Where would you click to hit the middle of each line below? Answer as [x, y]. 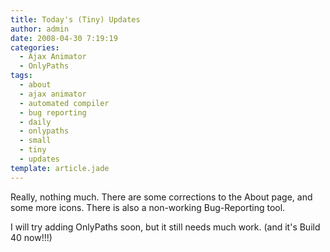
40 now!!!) [31, 237]
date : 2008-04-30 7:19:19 [64, 38]
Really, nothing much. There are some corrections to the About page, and [161, 197]
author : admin [40, 29]
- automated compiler [64, 103]
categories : [35, 47]
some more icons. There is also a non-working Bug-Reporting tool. [148, 207]
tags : [21, 76]
